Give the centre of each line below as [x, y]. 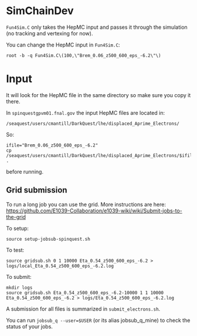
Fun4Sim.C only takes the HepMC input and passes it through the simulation [97, 27]
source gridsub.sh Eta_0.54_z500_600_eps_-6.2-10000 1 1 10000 [85, 292]
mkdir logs [19, 287]
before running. [25, 171]
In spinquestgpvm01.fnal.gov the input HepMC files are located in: [86, 112]
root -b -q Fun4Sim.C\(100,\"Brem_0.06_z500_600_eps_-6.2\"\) [84, 55]
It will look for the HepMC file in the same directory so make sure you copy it [98, 95]
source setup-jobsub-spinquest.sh [48, 239]
